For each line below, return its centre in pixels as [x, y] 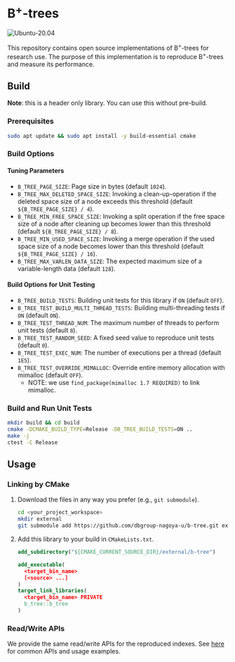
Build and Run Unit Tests [50, 408]
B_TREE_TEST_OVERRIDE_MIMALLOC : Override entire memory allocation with [121, 367]
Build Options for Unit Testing [51, 285]
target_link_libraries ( [52, 591]
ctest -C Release [33, 443]
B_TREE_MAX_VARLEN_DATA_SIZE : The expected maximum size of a [109, 261]
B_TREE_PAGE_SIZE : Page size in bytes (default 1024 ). [92, 186]
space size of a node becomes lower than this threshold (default [110, 246]
